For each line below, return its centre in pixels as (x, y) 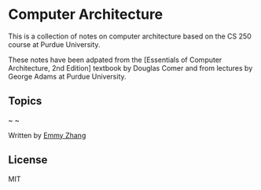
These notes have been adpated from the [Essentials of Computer (115, 60)
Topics (25, 101)
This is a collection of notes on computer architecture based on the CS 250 (130, 36)
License (28, 160)
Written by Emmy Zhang (47, 135)
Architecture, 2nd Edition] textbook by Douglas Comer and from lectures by (130, 68)
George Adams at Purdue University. (68, 76)
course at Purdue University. (54, 44)
